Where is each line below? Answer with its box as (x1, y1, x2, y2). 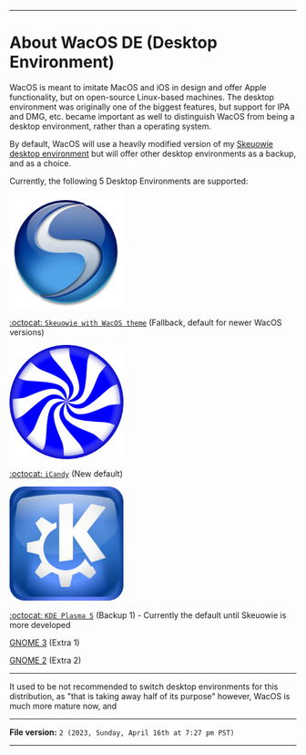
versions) (9, 326, 45, 338)
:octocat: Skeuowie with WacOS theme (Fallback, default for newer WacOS (9, 317, 282, 328)
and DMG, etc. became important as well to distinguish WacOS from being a (9, 110, 295, 121)
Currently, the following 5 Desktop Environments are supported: (9, 175, 249, 186)
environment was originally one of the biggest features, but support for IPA (9, 101, 291, 112)
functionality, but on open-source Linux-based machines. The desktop (9, 91, 275, 102)
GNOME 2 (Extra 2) (9, 655, 82, 666)
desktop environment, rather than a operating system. (9, 121, 212, 131)
